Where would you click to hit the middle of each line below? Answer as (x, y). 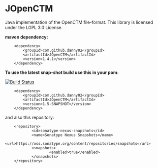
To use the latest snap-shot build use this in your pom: (62, 72)
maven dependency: (27, 37)
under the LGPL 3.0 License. (34, 27)
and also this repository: (30, 117)
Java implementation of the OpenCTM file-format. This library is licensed (79, 22)
